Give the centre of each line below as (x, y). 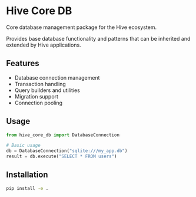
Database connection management (57, 77)
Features (23, 63)
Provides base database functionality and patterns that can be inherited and (98, 38)
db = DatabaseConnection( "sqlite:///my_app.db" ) (67, 151)
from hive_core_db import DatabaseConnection (63, 135)
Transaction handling (40, 84)
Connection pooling (39, 103)
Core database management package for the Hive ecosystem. (82, 27)
